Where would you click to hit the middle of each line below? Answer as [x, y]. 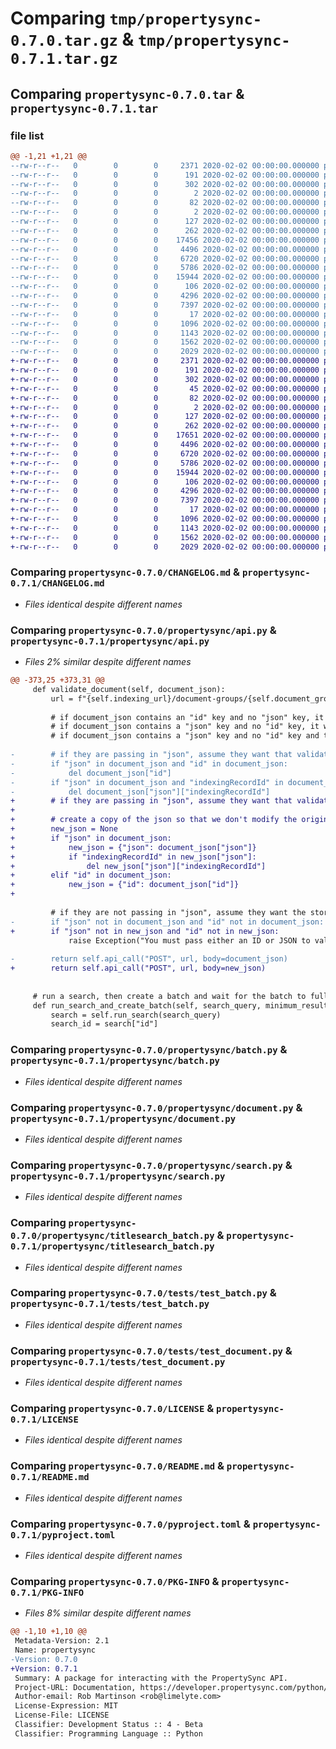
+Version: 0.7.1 [44, 1668]
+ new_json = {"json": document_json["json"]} [133, 847]
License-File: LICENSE [62, 1715]
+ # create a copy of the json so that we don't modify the [154, 820]
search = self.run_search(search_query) [136, 1015]
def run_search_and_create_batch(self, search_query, [147, 1005]
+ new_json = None [64, 829]
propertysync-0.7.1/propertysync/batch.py [115, 1061]
